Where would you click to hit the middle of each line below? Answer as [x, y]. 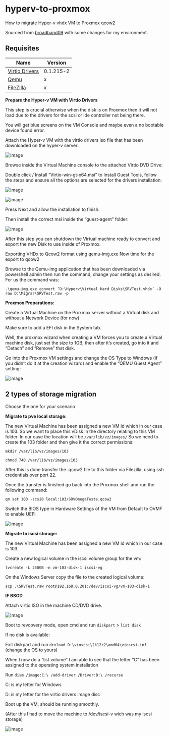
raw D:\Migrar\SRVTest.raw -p [37, 293]
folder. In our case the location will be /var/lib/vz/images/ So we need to [82, 436]
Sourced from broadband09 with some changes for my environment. [77, 32]
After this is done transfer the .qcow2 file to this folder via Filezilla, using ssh [84, 469]
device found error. [25, 130]
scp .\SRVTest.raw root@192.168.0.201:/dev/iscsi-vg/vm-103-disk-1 [78, 586]
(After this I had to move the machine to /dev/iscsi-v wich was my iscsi [79, 714]
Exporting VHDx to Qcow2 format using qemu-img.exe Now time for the [80, 254]
